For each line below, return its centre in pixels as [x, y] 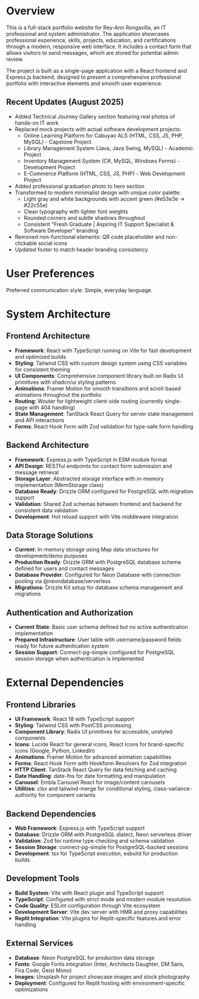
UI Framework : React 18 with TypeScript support [75, 719]
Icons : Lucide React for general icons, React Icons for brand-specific [99, 744]
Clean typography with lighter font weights [76, 211]
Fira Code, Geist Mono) [43, 970]
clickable [26, 243]
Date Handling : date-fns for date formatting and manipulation [90, 776]
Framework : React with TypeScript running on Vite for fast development [103, 350]
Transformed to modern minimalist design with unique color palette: [98, 193]
